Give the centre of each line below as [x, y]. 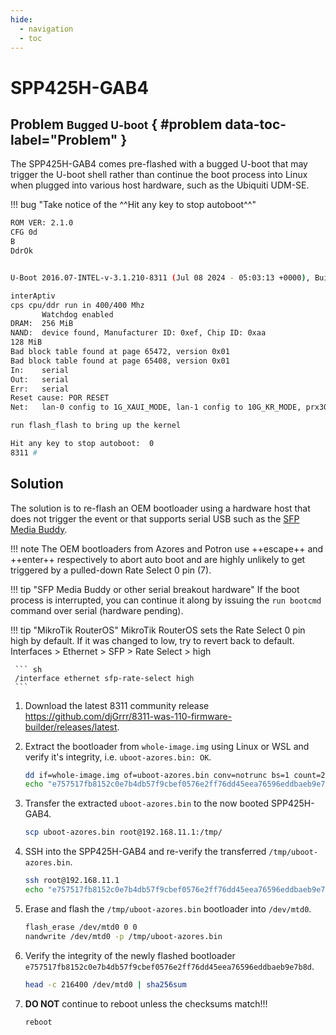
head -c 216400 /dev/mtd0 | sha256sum [105, 984]
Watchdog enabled [77, 314]
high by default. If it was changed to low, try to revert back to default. [152, 640]
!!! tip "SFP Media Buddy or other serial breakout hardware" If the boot [155, 589]
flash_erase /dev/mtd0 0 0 [81, 927]
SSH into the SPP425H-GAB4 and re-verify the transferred [145, 852]
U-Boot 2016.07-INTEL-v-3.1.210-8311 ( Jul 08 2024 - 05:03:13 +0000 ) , [160, 277]
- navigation [46, 29]
